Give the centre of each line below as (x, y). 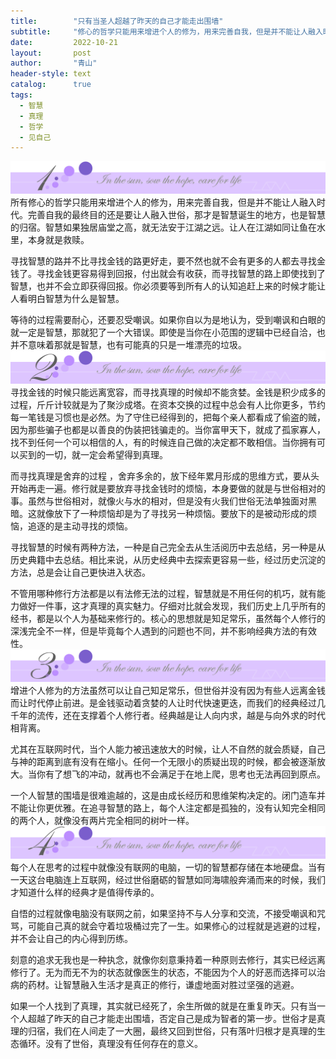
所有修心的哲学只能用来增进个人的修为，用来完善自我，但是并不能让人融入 (163, 202)
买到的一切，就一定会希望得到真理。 (93, 454)
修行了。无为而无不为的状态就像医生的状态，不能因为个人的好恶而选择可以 (163, 972)
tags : (21, 95)
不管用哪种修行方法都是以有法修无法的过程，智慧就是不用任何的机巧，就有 (163, 593)
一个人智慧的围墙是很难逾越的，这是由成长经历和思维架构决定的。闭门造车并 (168, 795)
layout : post (51, 53)
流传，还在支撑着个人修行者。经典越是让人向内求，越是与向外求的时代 (181, 715)
